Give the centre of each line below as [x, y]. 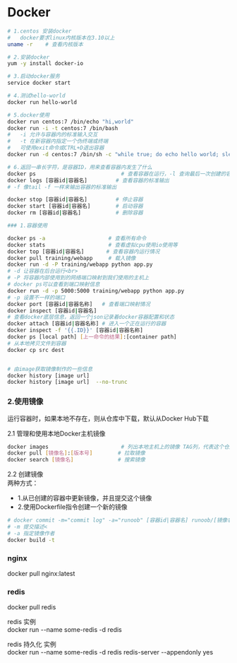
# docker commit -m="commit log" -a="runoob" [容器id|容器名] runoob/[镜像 [117, 520]
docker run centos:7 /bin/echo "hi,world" [71, 122]
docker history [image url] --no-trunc [68, 382]
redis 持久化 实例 [32, 645]
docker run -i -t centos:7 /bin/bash [63, 128]
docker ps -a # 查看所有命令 [77, 238]
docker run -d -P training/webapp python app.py [80, 265]
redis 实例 [22, 622]
